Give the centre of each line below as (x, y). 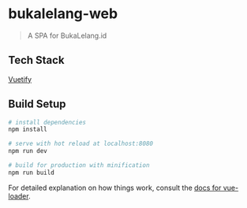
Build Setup (37, 104)
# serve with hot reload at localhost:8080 (81, 144)
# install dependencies (47, 122)
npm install (28, 130)
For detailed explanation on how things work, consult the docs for (115, 188)
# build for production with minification (79, 165)
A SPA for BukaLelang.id (67, 35)
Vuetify (20, 79)
